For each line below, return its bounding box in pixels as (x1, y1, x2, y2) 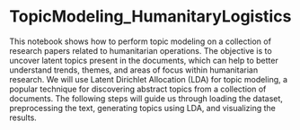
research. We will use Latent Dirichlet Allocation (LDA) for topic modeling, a (9, 74, 288, 84)
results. (9, 112, 38, 123)
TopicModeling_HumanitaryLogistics (9, 6, 292, 27)
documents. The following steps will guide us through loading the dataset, (9, 92, 283, 104)
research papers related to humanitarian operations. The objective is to (9, 45, 272, 56)
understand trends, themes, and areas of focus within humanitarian (9, 65, 259, 75)
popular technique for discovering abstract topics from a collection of (9, 83, 267, 94)
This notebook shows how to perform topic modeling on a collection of (9, 36, 272, 47)
